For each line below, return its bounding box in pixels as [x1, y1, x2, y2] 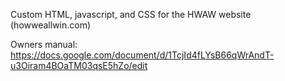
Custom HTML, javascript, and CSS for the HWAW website [10, 9, 252, 20]
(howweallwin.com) [10, 19, 92, 31]
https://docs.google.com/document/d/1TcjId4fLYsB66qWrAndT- [10, 49, 275, 61]
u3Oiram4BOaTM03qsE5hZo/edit [10, 60, 148, 71]
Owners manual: [10, 39, 78, 50]
